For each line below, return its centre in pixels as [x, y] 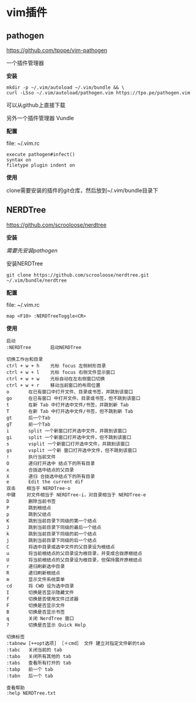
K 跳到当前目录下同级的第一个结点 [51, 521]
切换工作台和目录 [25, 359]
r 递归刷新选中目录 [36, 566]
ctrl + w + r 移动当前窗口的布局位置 [54, 385]
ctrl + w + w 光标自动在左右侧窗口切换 [56, 379]
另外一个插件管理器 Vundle [40, 118]
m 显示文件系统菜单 [36, 579]
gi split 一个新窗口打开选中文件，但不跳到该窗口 [69, 437]
